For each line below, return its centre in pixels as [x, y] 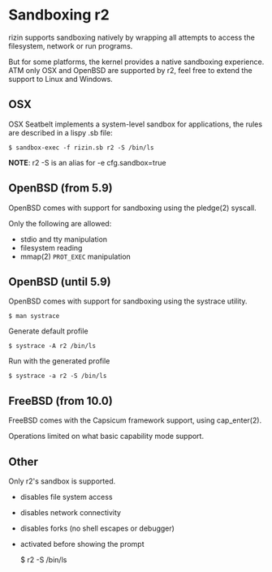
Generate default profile [48, 331]
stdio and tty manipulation [64, 239]
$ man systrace [34, 316]
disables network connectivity [71, 512]
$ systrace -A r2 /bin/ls [52, 346]
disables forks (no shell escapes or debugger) [97, 528]
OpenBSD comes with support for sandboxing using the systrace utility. [128, 301]
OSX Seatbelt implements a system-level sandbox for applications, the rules [135, 124]
